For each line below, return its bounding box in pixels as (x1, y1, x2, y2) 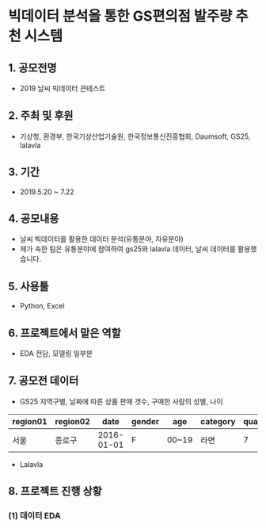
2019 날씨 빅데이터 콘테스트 (19, 84, 106, 93)
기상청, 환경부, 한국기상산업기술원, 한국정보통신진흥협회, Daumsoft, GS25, (19, 132, 251, 141)
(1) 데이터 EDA (8, 511, 61, 522)
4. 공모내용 (8, 212, 59, 226)
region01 (12, 415, 47, 427)
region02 (55, 415, 91, 427)
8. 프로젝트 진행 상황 (8, 484, 103, 498)
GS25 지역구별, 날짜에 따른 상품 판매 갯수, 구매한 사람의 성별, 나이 (19, 396, 223, 406)
